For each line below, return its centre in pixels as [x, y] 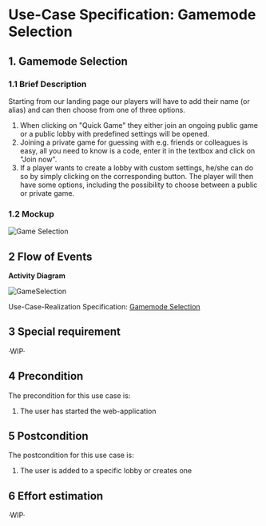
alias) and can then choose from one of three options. [97, 110]
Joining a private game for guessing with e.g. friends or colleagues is [134, 142]
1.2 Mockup [31, 213]
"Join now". [38, 159]
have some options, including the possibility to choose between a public [139, 185]
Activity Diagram [37, 275]
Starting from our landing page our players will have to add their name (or [129, 101]
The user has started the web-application [88, 411]
